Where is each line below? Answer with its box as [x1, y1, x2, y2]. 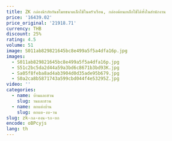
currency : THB [6, 25, 42, 32]
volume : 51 [6, 43, 34, 49]
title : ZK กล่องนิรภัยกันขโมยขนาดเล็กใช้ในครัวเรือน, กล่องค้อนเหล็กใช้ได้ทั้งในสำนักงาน [6, 8, 166, 15]
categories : [6, 87, 36, 93]
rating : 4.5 [6, 37, 36, 43]
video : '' [6, 82, 31, 88]
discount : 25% [6, 31, 42, 37]
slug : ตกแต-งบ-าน [17, 109, 57, 115]
